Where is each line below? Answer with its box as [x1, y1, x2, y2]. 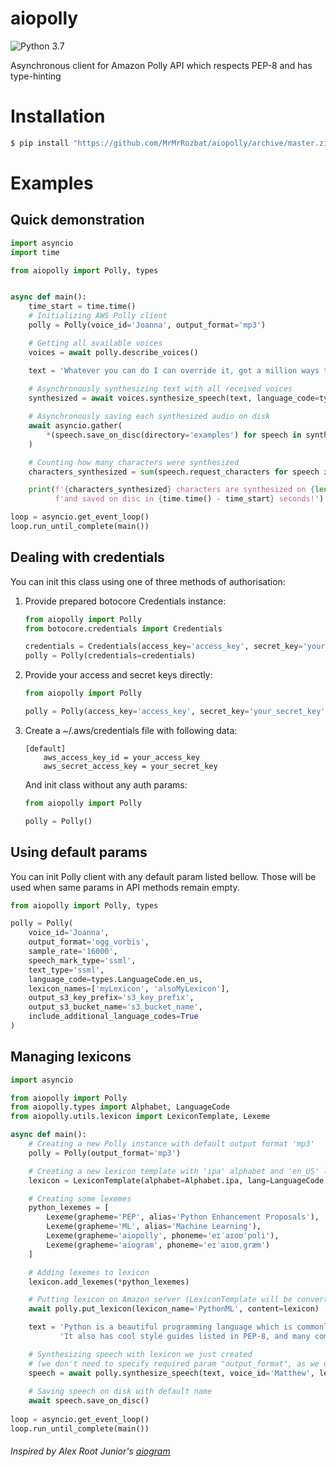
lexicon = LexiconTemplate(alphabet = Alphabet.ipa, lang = [28, 1175, 271, 1186]
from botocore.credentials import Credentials [24, 623, 223, 634]
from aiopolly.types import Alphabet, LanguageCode [10, 1102, 230, 1112]
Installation [10, 105, 106, 128]
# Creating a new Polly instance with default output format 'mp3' [28, 1139, 315, 1149]
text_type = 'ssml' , [28, 965, 105, 975]
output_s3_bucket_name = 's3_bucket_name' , [28, 1002, 203, 1012]
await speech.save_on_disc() [28, 1396, 150, 1406]
